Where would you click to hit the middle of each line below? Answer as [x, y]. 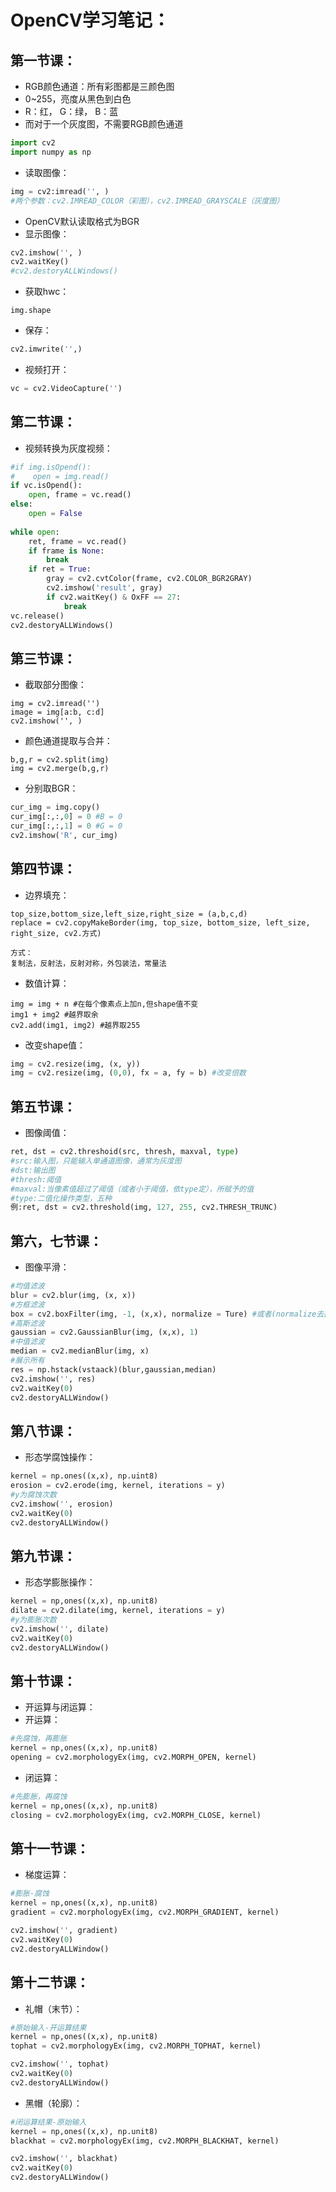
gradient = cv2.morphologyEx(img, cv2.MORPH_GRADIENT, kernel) [145, 1912]
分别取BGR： [51, 788]
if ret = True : [60, 569]
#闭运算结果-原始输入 [48, 2122]
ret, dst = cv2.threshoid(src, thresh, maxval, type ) [125, 1152]
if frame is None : [66, 551]
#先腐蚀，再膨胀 [39, 1739]
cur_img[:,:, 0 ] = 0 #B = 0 [66, 817]
